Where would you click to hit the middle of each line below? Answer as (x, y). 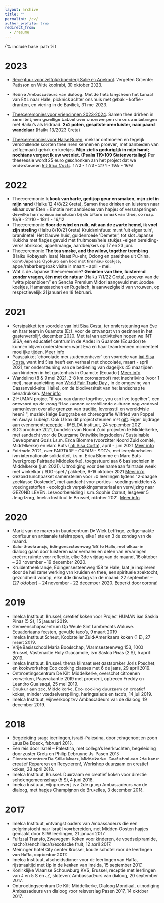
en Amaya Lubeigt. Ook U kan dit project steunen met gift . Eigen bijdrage (86, 419)
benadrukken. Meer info (36, 393)
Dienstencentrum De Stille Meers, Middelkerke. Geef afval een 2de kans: (85, 759)
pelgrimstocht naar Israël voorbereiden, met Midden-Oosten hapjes (80, 829)
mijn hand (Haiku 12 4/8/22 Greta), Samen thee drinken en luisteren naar (86, 204)
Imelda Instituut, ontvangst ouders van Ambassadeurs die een (75, 823)
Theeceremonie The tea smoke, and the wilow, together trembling (80, 251)
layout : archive (22, 10)
